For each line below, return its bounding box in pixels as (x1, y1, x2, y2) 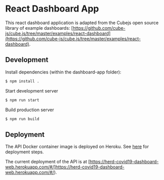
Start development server (5, 87, 59, 94)
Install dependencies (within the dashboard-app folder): (5, 69, 122, 75)
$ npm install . (5, 78, 39, 83)
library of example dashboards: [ (5, 25, 73, 31)
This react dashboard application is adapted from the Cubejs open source (5, 20, 159, 26)
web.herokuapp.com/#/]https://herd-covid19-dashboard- (5, 164, 125, 170)
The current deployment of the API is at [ (5, 159, 90, 165)
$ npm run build (5, 116, 39, 121)
